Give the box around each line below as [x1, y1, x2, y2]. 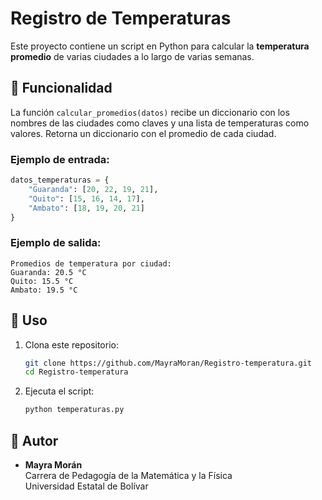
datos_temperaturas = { [10, 175, 110, 186]
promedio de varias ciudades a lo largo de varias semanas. [10, 50, 255, 62]
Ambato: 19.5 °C [10, 285, 78, 295]
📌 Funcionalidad [10, 80, 113, 97]
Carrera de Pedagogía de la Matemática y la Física [24, 469, 233, 481]
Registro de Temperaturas [10, 7, 232, 30]
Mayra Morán [24, 458, 83, 471]
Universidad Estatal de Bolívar [24, 480, 149, 492]
